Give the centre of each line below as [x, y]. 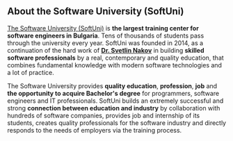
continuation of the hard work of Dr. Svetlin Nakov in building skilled [106, 50]
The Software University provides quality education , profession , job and [112, 85]
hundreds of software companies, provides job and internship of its [104, 115]
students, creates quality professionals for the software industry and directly [117, 123]
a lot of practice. [31, 72]
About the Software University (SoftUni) [96, 11]
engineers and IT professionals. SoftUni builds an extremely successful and [115, 101]
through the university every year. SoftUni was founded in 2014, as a [105, 43]
